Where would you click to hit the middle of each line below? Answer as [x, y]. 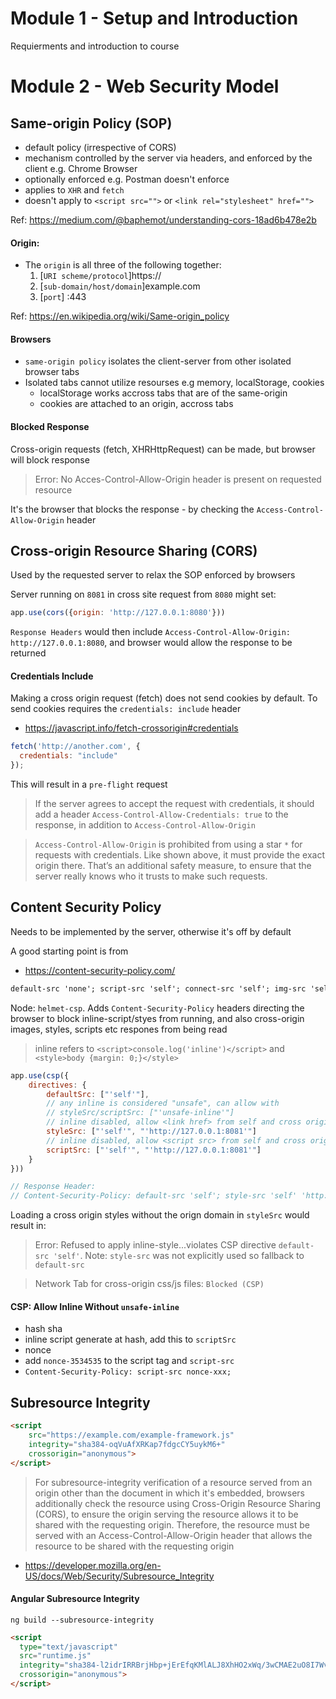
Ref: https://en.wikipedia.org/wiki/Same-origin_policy [120, 316]
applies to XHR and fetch [74, 189]
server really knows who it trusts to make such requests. [151, 876]
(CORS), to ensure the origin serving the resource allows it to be [166, 1514]
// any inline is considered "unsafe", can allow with [163, 1103]
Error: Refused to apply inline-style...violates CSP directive [155, 1245]
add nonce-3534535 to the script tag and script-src [129, 1361]
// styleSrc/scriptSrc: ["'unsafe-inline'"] [140, 1113]
